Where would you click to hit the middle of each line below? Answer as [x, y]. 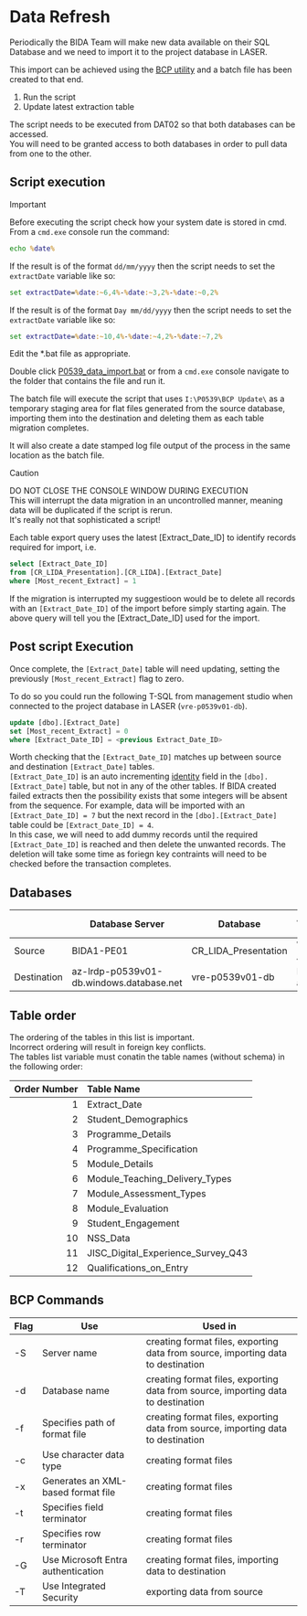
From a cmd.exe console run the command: [90, 231]
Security [60, 1597]
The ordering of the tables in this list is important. [102, 1037]
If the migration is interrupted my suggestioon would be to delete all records [152, 599]
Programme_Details [129, 1134]
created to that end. [47, 79]
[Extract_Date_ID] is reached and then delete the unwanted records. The [148, 845]
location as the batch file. [57, 455]
